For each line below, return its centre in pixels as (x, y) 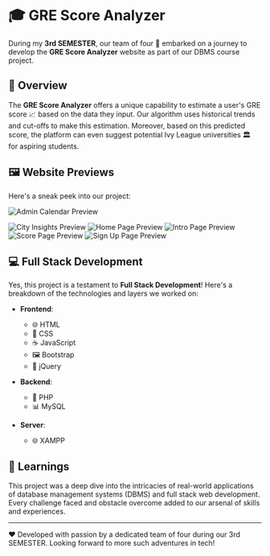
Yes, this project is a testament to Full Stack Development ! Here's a (121, 285)
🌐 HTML (46, 325)
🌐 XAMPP (49, 441)
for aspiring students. (44, 146)
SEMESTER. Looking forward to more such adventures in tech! (112, 543)
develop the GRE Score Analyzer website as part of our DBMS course (124, 51)
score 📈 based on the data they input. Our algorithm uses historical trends (132, 114)
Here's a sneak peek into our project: (70, 196)
